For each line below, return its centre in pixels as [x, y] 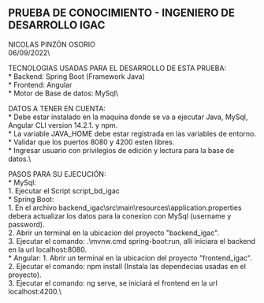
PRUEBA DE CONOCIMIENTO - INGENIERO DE [121, 13]
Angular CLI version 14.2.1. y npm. [63, 125]
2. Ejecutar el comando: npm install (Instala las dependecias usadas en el [127, 266]
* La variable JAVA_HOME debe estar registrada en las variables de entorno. [132, 133]
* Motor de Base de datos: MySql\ [63, 93]
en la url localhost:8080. [48, 249]
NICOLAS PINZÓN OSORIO [52, 44]
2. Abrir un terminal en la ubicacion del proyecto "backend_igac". [113, 233]
